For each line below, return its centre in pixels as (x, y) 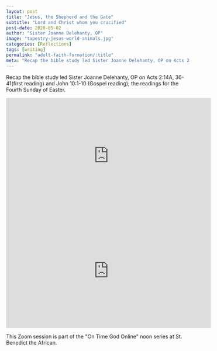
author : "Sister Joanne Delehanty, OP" (55, 33)
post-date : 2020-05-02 (34, 28)
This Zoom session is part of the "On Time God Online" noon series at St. (94, 336)
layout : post (22, 11)
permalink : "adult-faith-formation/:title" (60, 55)
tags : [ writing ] (26, 50)
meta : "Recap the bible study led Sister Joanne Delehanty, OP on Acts (95, 60)
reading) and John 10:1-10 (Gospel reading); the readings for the (101, 83)
